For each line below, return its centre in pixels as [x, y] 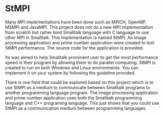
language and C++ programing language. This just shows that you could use [82, 103]
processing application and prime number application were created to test [80, 42]
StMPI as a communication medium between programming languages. [76, 108]
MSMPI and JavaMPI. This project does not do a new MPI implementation [79, 27]
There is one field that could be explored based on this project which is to [79, 82]
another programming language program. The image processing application [82, 93]
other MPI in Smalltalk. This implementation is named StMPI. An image [76, 38]
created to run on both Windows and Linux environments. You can [72, 68]
